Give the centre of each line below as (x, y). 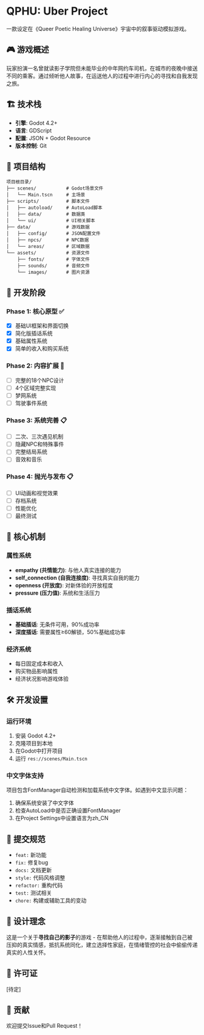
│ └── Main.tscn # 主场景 (46, 195)
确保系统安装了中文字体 (44, 803)
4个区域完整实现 (36, 388)
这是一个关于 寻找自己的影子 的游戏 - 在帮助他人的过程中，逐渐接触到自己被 (100, 937)
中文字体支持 (25, 776)
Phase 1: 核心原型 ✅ (36, 311)
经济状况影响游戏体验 (42, 679)
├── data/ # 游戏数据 (48, 227)
